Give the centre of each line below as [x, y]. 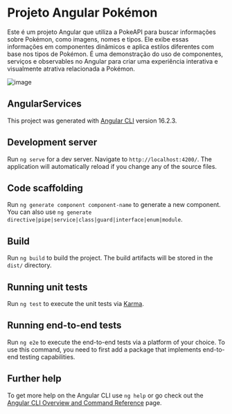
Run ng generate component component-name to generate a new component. [114, 205]
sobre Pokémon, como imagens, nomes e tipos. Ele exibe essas [98, 39]
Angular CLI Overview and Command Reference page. [84, 402]
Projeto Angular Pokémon [82, 13]
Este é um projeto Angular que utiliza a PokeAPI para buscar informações [111, 32]
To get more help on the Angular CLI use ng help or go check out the [105, 395]
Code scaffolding [45, 188]
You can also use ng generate [50, 212]
